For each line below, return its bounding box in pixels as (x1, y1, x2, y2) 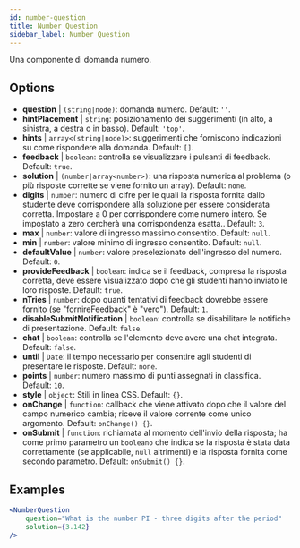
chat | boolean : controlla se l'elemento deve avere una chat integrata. (21, 332, 278, 343)
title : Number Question (9, 21, 99, 30)
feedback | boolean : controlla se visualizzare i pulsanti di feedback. (21, 151, 271, 162)
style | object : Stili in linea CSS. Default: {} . (21, 390, 184, 400)
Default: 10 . (21, 380, 64, 390)
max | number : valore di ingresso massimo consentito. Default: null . (21, 227, 270, 238)
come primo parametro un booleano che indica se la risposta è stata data (21, 437, 291, 448)
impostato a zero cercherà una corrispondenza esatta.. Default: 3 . (21, 218, 266, 229)
